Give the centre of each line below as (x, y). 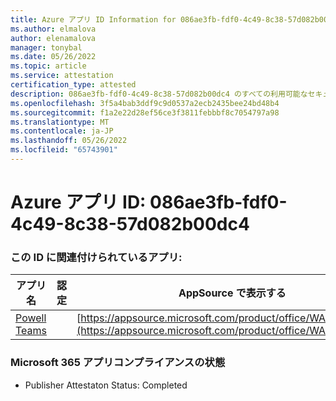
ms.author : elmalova (53, 29)
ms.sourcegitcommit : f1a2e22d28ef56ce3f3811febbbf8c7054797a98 (145, 112)
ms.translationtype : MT (60, 122)
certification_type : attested (73, 85)
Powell (31, 318)
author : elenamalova (53, 38)
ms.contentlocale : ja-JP (62, 131)
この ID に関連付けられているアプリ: (96, 257)
